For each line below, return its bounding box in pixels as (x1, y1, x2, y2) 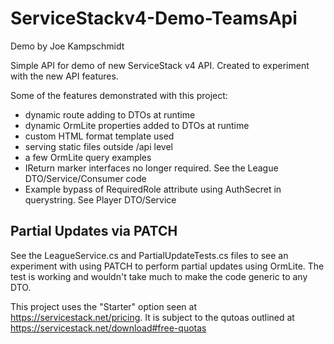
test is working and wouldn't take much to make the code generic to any (10, 270, 308, 282)
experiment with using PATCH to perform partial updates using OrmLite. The (10, 260, 325, 272)
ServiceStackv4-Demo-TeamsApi (10, 7, 298, 30)
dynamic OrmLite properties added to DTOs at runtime (24, 119, 250, 131)
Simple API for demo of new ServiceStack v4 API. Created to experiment (10, 59, 310, 71)
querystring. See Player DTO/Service (24, 193, 177, 206)
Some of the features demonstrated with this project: (10, 89, 228, 101)
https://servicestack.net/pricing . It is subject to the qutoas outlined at (10, 311, 295, 323)
